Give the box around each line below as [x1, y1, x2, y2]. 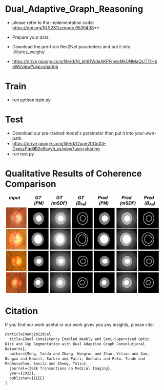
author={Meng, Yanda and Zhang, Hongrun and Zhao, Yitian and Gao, [9, 351, 150, 356]
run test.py [12, 151, 34, 157]
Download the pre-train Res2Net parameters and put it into [12, 43, 131, 49]
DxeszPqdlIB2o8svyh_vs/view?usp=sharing [12, 146, 100, 152]
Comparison [5, 178, 57, 189]
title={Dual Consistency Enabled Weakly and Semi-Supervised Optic [9, 337, 150, 342]
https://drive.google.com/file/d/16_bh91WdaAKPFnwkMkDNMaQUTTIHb [12, 58, 158, 64]
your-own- [135, 130, 157, 136]
